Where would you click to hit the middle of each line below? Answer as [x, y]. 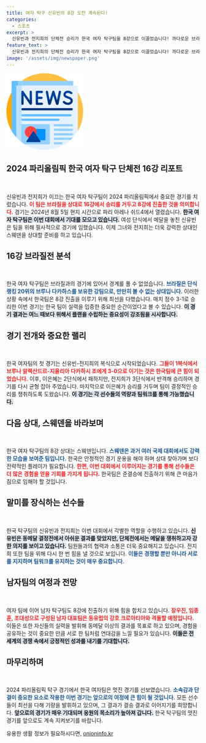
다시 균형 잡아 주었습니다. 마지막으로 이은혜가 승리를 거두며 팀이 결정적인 [104, 387]
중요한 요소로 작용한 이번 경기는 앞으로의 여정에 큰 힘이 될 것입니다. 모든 [102, 698]
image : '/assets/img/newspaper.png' [53, 58]
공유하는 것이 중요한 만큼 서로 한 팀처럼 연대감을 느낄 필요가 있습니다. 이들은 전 [100, 633]
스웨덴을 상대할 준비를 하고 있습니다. [50, 235]
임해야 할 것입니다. [45, 481]
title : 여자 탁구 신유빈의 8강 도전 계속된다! [57, 13]
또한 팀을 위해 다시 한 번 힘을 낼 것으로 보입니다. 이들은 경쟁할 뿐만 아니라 [100, 553]
